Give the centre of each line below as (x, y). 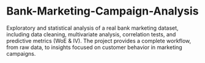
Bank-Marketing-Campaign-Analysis (102, 11)
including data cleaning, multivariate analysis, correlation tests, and (91, 34)
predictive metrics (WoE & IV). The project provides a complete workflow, (99, 41)
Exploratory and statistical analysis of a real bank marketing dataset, (92, 28)
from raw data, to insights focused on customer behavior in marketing (94, 47)
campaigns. (21, 53)
